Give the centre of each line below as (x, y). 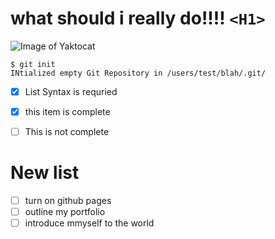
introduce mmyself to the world (89, 223)
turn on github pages (68, 201)
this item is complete (67, 111)
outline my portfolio (65, 212)
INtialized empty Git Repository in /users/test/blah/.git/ (138, 73)
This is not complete (67, 132)
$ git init (33, 64)
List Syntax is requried (71, 91)
